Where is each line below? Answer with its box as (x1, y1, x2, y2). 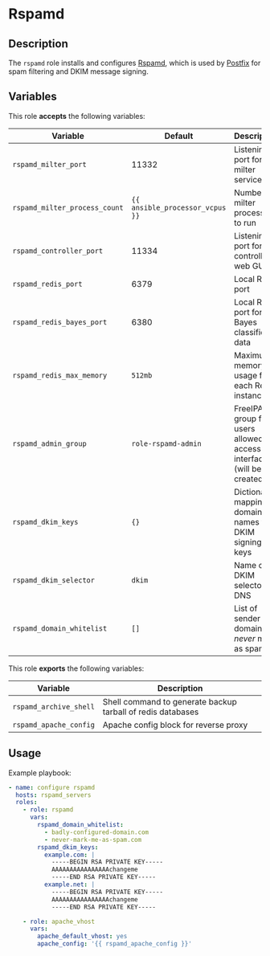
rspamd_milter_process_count (12, 202, 124, 212)
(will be (234, 463, 262, 474)
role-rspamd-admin (131, 439, 202, 448)
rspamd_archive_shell (12, 702, 95, 711)
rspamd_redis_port (12, 279, 83, 288)
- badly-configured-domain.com (43, 828, 149, 836)
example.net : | (43, 880, 95, 889)
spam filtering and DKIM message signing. (8, 67, 149, 76)
